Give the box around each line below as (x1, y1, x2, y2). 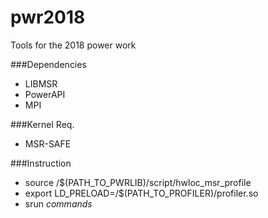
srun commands (24, 197, 93, 210)
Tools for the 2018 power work (10, 39, 137, 51)
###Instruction (10, 157, 72, 169)
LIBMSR (24, 77, 58, 90)
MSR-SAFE (24, 137, 72, 150)
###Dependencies (10, 58, 87, 70)
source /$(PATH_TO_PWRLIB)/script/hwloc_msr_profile (24, 176, 252, 188)
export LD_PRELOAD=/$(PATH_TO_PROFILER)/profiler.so (24, 187, 259, 199)
